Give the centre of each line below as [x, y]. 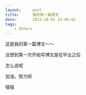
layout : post [24, 10]
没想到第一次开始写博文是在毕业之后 [43, 55]
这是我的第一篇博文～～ [30, 44]
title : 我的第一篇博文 [32, 15]
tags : [11, 24]
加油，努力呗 [18, 76]
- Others [24, 29]
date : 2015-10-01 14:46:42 [40, 19]
